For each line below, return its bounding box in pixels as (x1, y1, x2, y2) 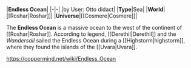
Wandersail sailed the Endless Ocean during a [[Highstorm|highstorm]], (6, 37, 186, 44)
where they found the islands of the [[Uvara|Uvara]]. (6, 43, 138, 50)
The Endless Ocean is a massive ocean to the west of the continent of (6, 24, 183, 31)
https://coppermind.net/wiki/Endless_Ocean (6, 55, 116, 62)
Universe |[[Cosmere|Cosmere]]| (55, 12, 138, 19)
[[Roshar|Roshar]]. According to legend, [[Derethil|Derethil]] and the (6, 30, 176, 38)
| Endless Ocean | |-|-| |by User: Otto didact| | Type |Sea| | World (6, 6, 164, 13)
